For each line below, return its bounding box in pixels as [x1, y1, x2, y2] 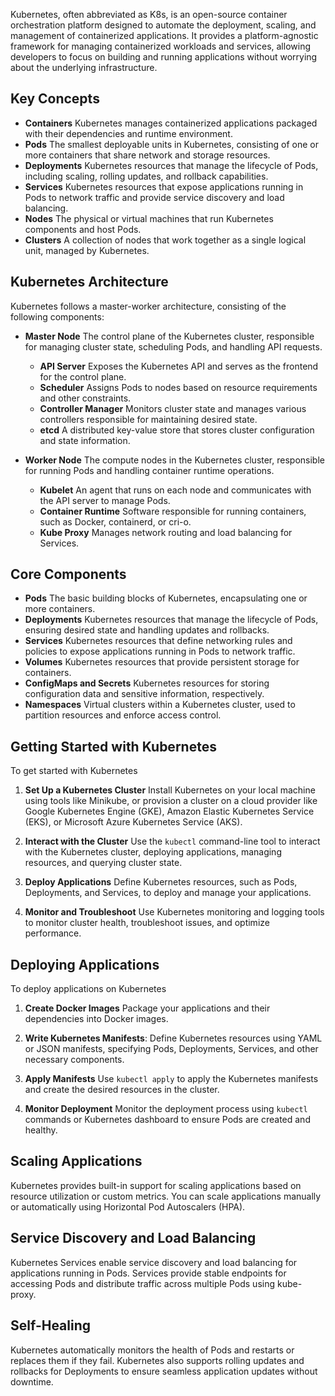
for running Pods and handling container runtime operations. [24, 464, 275, 476]
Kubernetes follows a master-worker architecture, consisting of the [10, 300, 287, 312]
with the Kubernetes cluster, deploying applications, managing [24, 846, 282, 858]
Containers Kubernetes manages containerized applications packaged [24, 117, 318, 129]
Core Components [10, 566, 127, 583]
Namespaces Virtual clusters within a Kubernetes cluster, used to [24, 699, 296, 711]
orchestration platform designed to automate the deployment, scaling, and [10, 19, 317, 31]
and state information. [39, 434, 131, 446]
